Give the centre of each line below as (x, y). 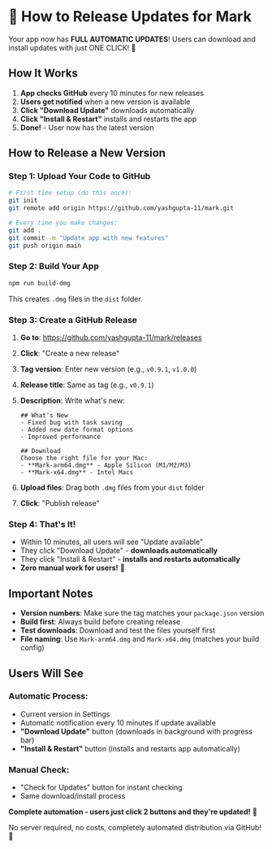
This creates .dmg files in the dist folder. (76, 298)
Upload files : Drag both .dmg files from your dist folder (112, 488)
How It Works (43, 74)
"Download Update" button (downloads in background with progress (136, 731)
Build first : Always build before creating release (100, 622)
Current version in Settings (65, 714)
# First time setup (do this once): (70, 193)
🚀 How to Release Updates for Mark (130, 17)
